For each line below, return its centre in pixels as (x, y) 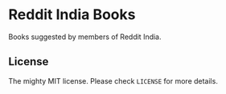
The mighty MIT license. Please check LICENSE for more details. (113, 80)
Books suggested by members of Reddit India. (85, 37)
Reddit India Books (72, 15)
